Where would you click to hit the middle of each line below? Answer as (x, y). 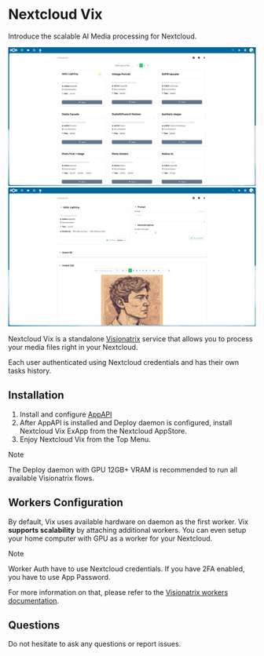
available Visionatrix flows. (51, 478)
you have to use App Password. (59, 577)
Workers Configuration (66, 503)
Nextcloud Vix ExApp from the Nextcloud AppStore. (103, 431)
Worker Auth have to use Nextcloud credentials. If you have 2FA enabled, (126, 569)
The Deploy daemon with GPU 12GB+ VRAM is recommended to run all (123, 469)
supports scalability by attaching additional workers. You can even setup (127, 530)
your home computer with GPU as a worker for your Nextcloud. (110, 538)
